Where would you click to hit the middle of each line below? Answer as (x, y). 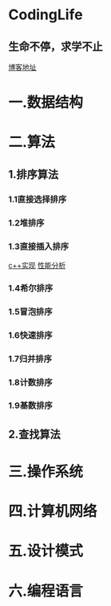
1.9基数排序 (31, 405)
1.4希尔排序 (31, 288)
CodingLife (46, 15)
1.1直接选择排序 (38, 199)
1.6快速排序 (31, 335)
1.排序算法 (34, 174)
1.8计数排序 (31, 382)
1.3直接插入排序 (39, 246)
